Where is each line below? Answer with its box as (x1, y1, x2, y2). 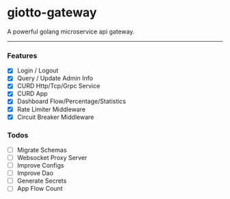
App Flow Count (16, 185, 63, 193)
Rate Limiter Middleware (16, 105, 86, 114)
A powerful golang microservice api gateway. (7, 27, 135, 36)
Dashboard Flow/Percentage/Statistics (16, 97, 127, 105)
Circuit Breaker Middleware (16, 113, 94, 121)
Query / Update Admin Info (16, 74, 94, 83)
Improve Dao (16, 169, 53, 177)
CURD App (16, 90, 48, 98)
